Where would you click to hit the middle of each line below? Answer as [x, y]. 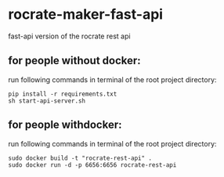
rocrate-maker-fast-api [85, 14]
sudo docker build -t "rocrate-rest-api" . [80, 158]
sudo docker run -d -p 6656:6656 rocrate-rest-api [92, 165]
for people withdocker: [65, 125]
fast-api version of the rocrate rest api [69, 36]
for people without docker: [74, 61]
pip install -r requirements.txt [63, 94]
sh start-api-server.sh [47, 101]
